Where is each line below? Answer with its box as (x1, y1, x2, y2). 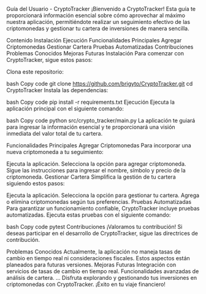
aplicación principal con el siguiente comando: (6, 105, 124, 112)
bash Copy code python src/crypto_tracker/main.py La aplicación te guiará (6, 117, 196, 124)
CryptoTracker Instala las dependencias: (6, 87, 109, 94)
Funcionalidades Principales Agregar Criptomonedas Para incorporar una (6, 142, 191, 149)
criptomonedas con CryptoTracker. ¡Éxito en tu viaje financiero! (6, 280, 166, 288)
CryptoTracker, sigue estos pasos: (6, 56, 93, 63)
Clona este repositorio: (6, 68, 64, 75)
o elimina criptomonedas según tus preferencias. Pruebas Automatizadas (6, 198, 192, 205)
